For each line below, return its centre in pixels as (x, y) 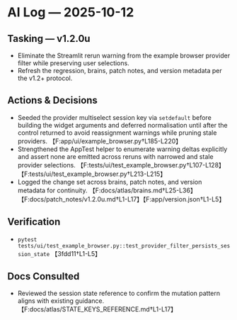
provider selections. (46, 165)
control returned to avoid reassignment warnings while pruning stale (117, 133)
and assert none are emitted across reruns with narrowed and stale (115, 156)
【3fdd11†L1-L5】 (76, 253)
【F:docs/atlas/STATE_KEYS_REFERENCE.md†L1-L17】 (97, 309)
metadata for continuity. (52, 190)
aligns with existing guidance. (61, 301)
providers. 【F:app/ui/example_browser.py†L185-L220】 (100, 141)
